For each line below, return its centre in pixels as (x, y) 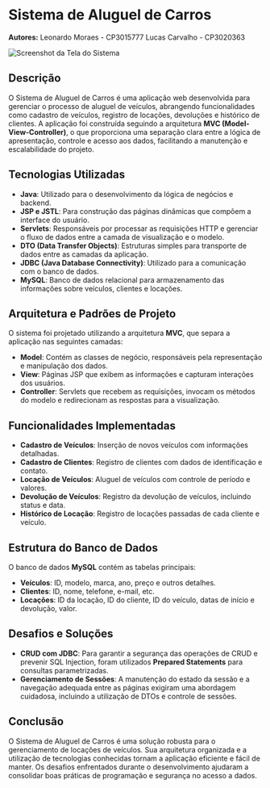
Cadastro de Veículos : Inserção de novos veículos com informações (134, 445)
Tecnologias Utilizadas (67, 175)
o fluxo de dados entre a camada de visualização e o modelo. (122, 237)
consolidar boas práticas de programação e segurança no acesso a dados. (133, 775)
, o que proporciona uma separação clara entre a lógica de (163, 132)
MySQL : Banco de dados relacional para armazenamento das (122, 279)
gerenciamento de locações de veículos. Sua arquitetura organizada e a (128, 749)
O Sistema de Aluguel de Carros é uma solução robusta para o (112, 741)
